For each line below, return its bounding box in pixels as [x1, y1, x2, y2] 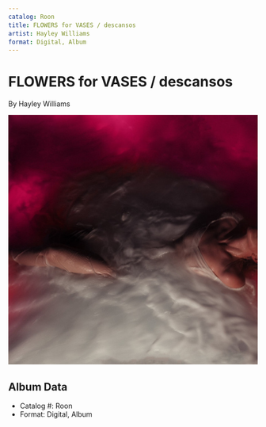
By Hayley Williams [8, 99, 70, 109]
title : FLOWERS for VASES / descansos [8, 21, 136, 29]
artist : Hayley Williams [8, 29, 90, 37]
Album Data [8, 380, 68, 394]
